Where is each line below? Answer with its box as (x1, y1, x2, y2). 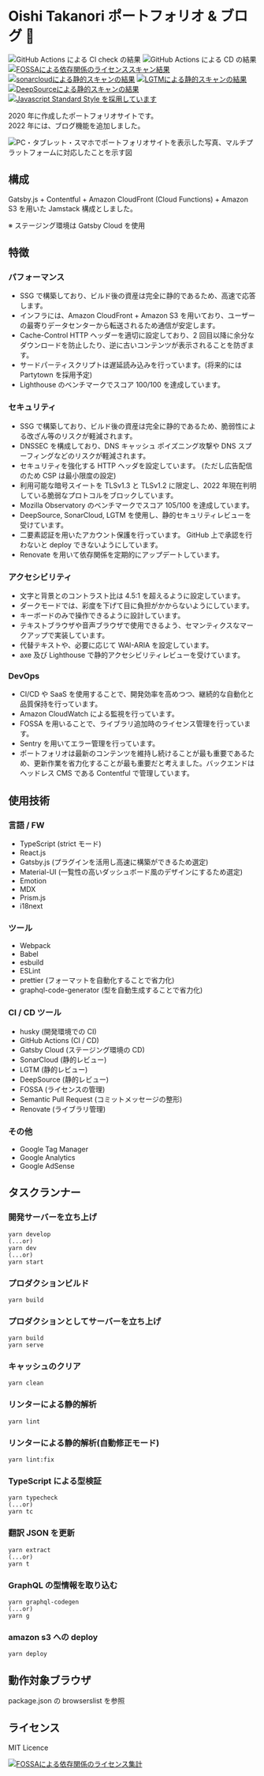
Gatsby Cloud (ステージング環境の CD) (19, 1045, 146, 1054)
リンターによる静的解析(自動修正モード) (8, 1437, 160, 1448)
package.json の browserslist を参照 (8, 1696, 125, 1706)
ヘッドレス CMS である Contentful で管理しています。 (19, 769, 195, 778)
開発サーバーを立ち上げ (8, 1211, 97, 1222)
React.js (19, 848, 46, 858)
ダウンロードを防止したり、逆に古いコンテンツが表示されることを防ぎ (19, 341, 248, 350)
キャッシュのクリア (8, 1361, 81, 1372)
